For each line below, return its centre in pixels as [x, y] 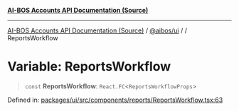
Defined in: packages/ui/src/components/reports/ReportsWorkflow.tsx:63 [115, 100]
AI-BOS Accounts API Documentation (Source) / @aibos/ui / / [97, 30]
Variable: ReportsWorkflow [89, 67]
